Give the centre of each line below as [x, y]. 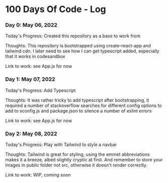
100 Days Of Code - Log [56, 9]
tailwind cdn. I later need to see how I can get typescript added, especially [82, 51]
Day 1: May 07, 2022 [30, 79]
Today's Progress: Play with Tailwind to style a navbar [61, 145]
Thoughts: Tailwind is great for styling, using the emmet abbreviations [77, 154]
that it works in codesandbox [35, 56]
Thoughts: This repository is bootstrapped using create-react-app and [78, 46]
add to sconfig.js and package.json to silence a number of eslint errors [78, 111]
